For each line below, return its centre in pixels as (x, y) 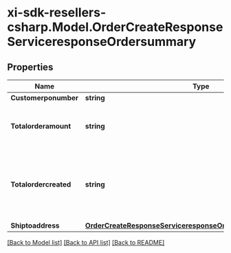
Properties (30, 67)
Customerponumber (45, 98)
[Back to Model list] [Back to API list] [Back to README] (86, 242)
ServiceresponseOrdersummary (102, 42)
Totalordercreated (41, 184)
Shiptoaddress (35, 226)
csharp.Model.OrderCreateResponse (115, 27)
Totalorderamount (41, 126)
